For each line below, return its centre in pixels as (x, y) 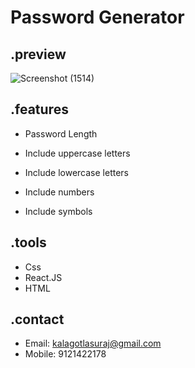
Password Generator (97, 17)
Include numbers (59, 192)
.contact (37, 319)
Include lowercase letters (76, 172)
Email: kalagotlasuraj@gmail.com (93, 343)
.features (39, 109)
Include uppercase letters (77, 153)
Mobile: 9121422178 (65, 354)
